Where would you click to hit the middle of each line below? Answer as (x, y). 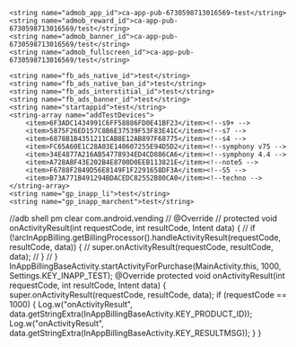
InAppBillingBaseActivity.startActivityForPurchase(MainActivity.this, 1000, (145, 266)
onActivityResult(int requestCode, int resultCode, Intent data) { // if (132, 228)
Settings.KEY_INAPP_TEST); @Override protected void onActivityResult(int (147, 276)
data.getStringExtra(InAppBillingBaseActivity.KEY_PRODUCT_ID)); (131, 314)
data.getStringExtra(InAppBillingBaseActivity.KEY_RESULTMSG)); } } (135, 333)
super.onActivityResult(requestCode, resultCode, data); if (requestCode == (148, 295)
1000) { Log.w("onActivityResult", (71, 304)
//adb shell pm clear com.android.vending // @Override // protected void (144, 218)
